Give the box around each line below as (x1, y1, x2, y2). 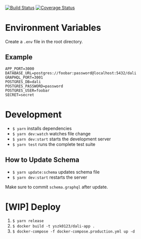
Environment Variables (5, 22, 101, 33)
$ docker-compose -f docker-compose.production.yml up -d (12, 229, 135, 234)
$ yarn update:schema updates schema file (12, 169, 100, 175)
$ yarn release (12, 219, 44, 224)
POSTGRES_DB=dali (5, 79, 41, 84)
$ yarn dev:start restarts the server (12, 174, 87, 180)
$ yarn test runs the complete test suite (12, 141, 96, 147)
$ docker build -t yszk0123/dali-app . (12, 224, 95, 229)
